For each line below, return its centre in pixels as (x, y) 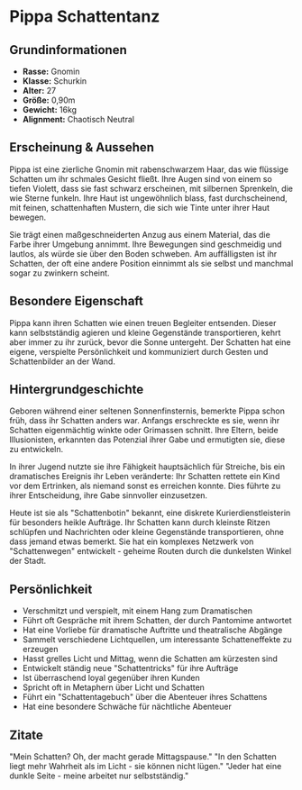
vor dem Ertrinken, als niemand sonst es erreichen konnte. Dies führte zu (145, 486)
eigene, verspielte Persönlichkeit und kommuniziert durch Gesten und (139, 351)
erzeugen (40, 649)
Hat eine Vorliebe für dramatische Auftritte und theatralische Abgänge (152, 630)
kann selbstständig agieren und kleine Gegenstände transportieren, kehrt (145, 332)
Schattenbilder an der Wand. (62, 361)
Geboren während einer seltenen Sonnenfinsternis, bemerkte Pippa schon (147, 411)
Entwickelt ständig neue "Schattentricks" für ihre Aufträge (130, 668)
